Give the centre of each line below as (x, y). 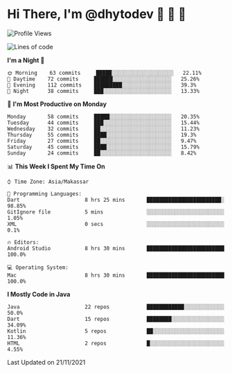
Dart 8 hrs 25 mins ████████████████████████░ (116, 200)
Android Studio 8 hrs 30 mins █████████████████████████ (116, 248)
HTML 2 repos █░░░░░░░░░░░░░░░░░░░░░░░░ (116, 343)
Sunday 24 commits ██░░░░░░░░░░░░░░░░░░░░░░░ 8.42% (102, 153)
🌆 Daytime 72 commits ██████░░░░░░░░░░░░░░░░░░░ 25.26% (103, 79)
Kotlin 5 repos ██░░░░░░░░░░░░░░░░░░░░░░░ (116, 331)
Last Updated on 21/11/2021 (46, 362)
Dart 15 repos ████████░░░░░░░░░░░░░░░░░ (116, 319)
